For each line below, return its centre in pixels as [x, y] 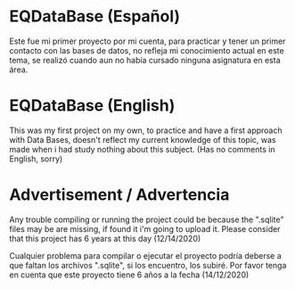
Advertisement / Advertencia [119, 195]
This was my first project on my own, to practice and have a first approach [146, 130]
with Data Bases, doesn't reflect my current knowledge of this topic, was [143, 139]
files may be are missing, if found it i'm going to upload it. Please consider [145, 228]
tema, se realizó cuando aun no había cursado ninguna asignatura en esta [145, 60]
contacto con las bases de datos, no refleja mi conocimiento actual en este [147, 50]
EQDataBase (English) [92, 106]
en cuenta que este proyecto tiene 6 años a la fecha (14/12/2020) [129, 275]
